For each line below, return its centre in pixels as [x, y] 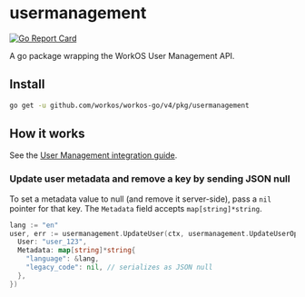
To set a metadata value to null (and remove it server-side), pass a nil [141, 199]
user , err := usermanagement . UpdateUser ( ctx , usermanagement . [129, 233]
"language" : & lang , [63, 259]
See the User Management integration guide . [93, 155]
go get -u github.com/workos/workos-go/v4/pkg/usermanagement [129, 105]
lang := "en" [34, 225]
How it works [47, 134]
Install [27, 84]
